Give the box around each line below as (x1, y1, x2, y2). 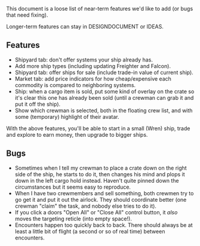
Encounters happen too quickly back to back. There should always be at (14, 221, 193, 229)
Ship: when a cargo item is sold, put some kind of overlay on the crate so (14, 88, 195, 95)
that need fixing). (6, 11, 48, 19)
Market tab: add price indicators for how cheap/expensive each (14, 75, 172, 82)
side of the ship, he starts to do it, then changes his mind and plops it (14, 170, 185, 178)
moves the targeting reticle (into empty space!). (14, 215, 133, 222)
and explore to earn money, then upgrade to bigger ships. (6, 131, 148, 138)
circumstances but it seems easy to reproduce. (14, 183, 131, 190)
